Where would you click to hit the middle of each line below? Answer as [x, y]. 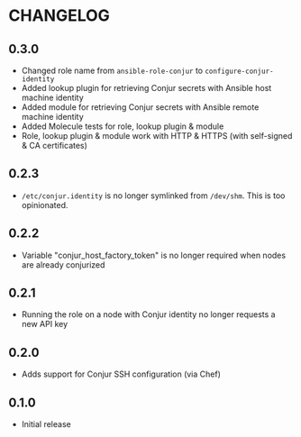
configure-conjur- [239, 71]
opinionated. [45, 205]
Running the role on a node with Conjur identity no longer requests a [148, 314]
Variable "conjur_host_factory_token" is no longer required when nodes [153, 255]
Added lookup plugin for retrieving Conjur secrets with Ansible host [146, 88]
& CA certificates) [54, 146]
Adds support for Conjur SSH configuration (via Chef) [121, 374]
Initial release [46, 424]
